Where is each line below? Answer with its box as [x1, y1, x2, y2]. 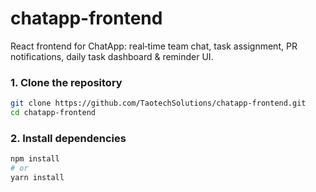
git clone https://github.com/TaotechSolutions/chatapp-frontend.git [10, 98, 307, 109]
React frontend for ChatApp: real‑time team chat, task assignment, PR [10, 40, 298, 52]
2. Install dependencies [10, 131, 127, 145]
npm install [10, 154, 60, 164]
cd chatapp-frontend [10, 108, 97, 118]
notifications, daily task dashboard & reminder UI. [10, 50, 214, 62]
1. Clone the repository [10, 75, 123, 89]
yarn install [10, 173, 65, 183]
